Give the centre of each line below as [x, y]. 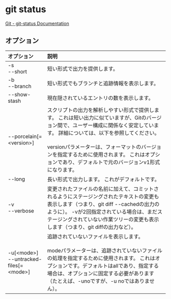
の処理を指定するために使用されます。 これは [101, 258]
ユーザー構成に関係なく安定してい [113, 125]
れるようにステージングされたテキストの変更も [103, 196]
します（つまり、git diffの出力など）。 [92, 227]
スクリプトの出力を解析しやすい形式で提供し [101, 110]
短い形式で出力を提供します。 [83, 69]
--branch [20, 86]
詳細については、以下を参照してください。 [109, 133]
